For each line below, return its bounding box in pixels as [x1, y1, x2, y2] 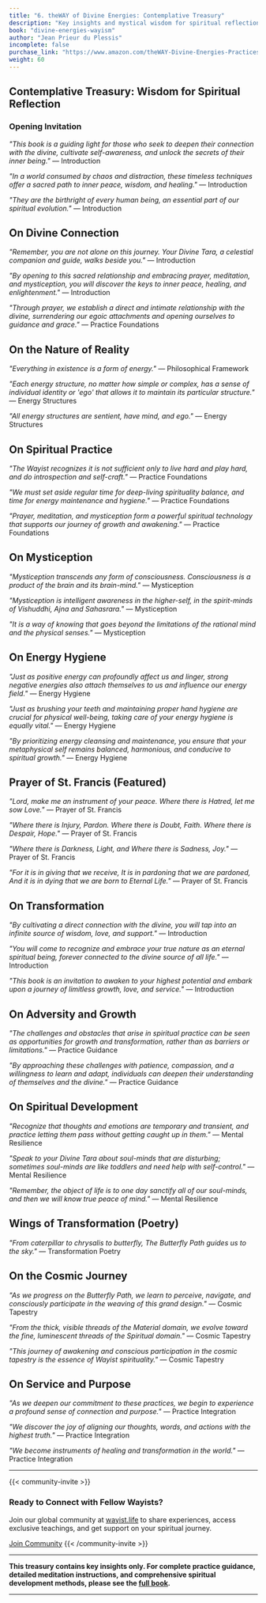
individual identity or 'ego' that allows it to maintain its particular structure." [9, 388, 255, 397]
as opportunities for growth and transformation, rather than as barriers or [9, 1037, 249, 1047]
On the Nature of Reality [9, 343, 129, 356]
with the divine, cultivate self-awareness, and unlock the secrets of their [9, 147, 245, 157]
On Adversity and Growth [9, 1007, 137, 1021]
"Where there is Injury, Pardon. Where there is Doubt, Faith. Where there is [9, 820, 252, 830]
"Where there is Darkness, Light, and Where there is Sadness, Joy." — [9, 844, 238, 854]
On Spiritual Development [9, 1101, 139, 1114]
